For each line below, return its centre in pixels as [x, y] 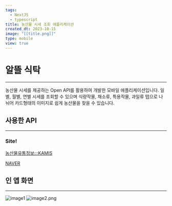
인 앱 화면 [19, 181]
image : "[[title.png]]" [31, 34]
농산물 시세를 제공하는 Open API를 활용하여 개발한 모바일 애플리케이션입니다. [82, 90]
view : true [17, 43]
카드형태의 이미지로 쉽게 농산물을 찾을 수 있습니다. [64, 103]
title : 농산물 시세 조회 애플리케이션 [40, 24]
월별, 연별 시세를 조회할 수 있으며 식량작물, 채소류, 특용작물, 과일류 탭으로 [85, 96]
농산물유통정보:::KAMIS [29, 153]
